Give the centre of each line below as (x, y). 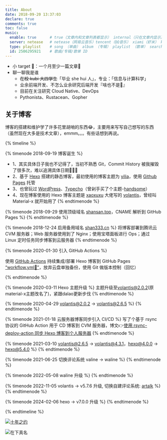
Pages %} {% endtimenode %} (37, 218)
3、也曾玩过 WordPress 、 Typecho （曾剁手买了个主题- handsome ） (81, 189)
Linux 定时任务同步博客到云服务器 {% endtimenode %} (61, 240)
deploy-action (19, 333)
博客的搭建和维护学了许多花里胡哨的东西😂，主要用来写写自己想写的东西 (80, 127)
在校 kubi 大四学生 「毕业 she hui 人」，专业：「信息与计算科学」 (84, 78)
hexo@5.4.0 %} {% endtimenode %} (43, 349)
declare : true (20, 19)
